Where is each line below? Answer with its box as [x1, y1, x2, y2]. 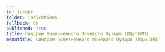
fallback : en [6, 20, 39, 26]
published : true [6, 25, 47, 32]
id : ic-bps [6, 8, 34, 15]
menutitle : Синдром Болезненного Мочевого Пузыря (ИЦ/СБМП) [6, 36, 160, 42]
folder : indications [6, 14, 58, 20]
